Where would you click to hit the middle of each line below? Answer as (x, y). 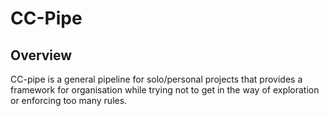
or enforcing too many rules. (69, 100)
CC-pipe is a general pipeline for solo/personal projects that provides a (156, 79)
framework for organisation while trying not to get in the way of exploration (165, 90)
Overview (41, 55)
